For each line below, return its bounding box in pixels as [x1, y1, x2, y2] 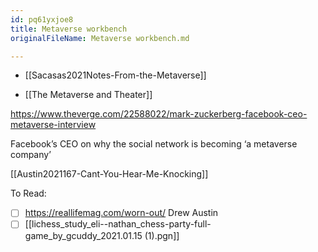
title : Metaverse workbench [10, 24, 128, 34]
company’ [10, 149, 52, 161]
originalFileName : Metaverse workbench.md [10, 33, 190, 43]
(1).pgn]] [144, 229, 180, 241]
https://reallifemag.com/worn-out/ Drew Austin [24, 207, 219, 219]
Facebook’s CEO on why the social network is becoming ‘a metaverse [10, 138, 298, 150]
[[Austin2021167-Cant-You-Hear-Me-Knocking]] [10, 168, 209, 180]
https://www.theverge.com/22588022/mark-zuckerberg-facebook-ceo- [10, 108, 308, 120]
